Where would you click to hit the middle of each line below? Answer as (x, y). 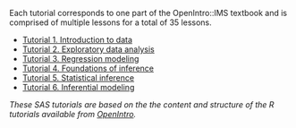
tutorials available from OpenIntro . (73, 114)
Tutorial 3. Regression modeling (80, 59)
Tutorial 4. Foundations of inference (88, 68)
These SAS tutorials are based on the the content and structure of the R (142, 105)
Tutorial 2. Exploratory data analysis (88, 49)
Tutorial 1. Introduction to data (77, 40)
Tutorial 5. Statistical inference (78, 78)
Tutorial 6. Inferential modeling (78, 87)
